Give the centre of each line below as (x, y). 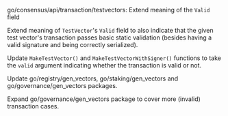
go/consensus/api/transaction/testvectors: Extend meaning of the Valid (109, 10)
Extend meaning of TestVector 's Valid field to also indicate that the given (110, 30)
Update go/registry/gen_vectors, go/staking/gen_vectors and (93, 78)
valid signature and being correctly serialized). (73, 45)
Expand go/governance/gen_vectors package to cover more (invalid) (104, 99)
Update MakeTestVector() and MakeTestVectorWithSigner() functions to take (114, 58)
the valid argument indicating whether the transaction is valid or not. (104, 65)
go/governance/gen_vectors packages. (62, 86)
